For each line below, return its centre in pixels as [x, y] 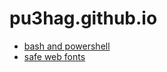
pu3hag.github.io [83, 18]
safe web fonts [54, 56]
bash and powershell [67, 46]
